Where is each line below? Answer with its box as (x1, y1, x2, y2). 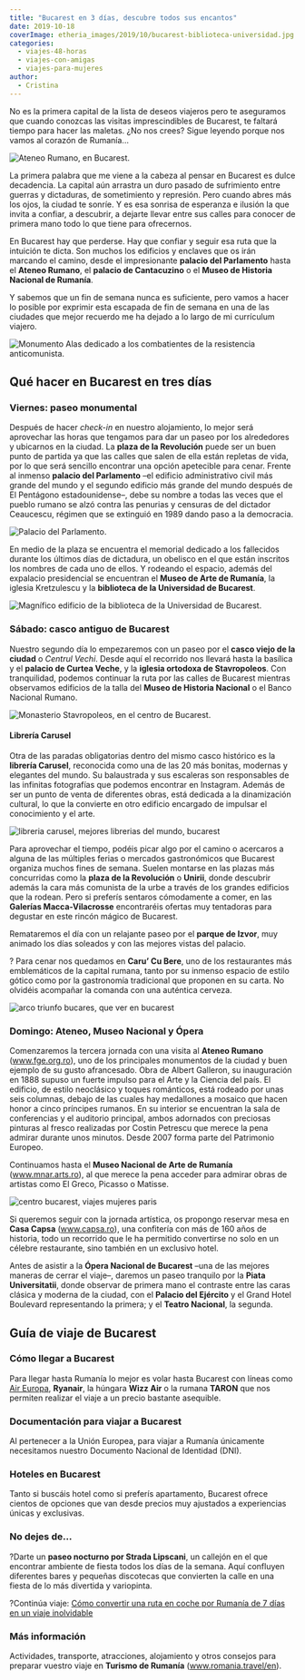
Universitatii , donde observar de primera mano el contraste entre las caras (9, 1280, 290, 1291)
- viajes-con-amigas (17, 55, 95, 64)
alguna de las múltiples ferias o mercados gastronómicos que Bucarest (9, 852, 275, 863)
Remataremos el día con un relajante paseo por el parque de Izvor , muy (9, 928, 279, 939)
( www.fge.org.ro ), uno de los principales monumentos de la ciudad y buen (9, 1055, 288, 1066)
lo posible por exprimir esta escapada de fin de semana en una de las (9, 301, 270, 312)
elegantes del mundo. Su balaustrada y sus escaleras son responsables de (9, 769, 290, 781)
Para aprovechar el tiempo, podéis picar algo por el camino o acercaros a (9, 843, 284, 854)
